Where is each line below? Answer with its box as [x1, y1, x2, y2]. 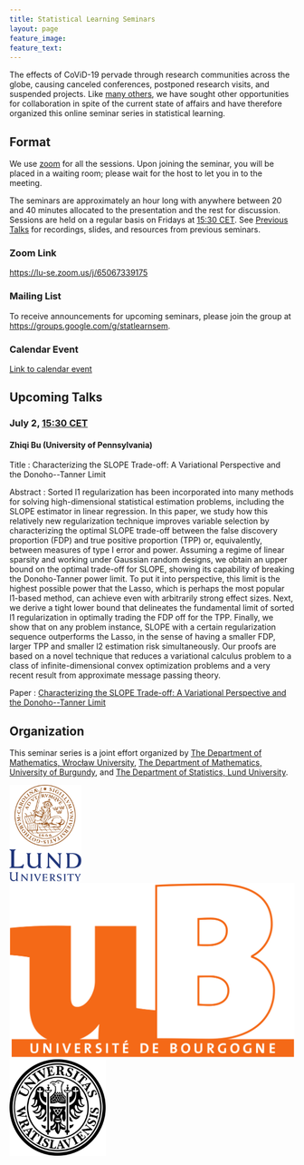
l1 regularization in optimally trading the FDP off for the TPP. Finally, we [9, 612, 274, 623]
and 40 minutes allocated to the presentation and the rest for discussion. [9, 205, 280, 216]
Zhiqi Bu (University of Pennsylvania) [9, 439, 153, 450]
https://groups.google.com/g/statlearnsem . [9, 320, 171, 331]
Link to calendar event [9, 363, 92, 374]
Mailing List [9, 290, 62, 303]
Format [9, 134, 52, 150]
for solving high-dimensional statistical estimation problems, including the [9, 496, 285, 507]
